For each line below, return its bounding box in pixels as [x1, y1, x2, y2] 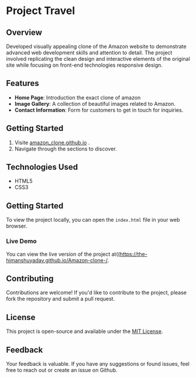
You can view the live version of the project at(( [6, 250, 120, 257]
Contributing [6, 273, 54, 283]
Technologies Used [6, 162, 78, 172]
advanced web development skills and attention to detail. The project [6, 49, 173, 56]
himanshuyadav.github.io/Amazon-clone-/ [6, 256, 108, 264]
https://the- [119, 250, 147, 257]
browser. [6, 222, 27, 229]
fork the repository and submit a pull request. [6, 295, 115, 303]
